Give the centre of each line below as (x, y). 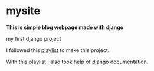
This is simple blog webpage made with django (65, 27)
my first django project (34, 38)
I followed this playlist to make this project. (58, 50)
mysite (23, 11)
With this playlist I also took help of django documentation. (77, 62)
